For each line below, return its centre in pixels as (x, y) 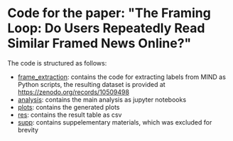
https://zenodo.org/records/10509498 (74, 92)
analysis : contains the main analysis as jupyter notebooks (102, 99)
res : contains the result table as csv (70, 115)
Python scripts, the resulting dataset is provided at (91, 84)
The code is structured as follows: (57, 63)
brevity (28, 130)
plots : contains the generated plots (69, 107)
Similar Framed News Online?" (99, 43)
